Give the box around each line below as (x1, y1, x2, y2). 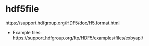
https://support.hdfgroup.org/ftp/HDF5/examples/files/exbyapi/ (12, 35, 144, 41)
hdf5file (5, 3, 39, 15)
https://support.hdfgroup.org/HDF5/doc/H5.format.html (5, 20, 120, 26)
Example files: (12, 29, 42, 35)
